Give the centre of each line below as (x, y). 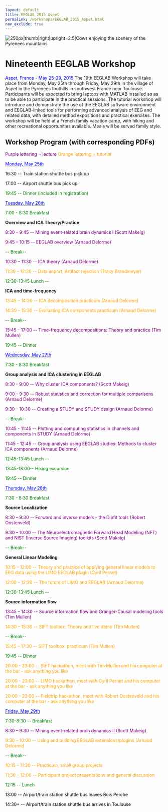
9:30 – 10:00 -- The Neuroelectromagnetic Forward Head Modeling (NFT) (81, 533)
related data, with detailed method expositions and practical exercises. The (83, 115)
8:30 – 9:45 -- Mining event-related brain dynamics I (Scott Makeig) (75, 232)
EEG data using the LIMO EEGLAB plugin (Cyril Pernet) (61, 572)
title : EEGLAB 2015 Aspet (32, 15)
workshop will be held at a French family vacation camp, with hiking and (80, 121)
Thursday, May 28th (26, 488)
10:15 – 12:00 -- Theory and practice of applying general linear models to (80, 567)
